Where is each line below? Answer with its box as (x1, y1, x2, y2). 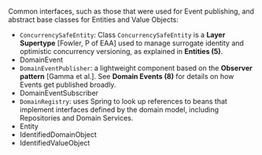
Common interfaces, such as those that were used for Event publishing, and (8, 7, 254, 16)
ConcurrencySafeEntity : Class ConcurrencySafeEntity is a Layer (19, 31, 226, 39)
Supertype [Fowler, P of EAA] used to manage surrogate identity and (19, 38, 244, 48)
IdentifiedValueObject (19, 139, 90, 147)
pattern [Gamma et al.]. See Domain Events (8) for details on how (19, 72, 234, 81)
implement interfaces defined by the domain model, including (19, 105, 219, 114)
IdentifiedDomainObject (19, 130, 97, 139)
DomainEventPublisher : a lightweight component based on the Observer (19, 63, 253, 73)
